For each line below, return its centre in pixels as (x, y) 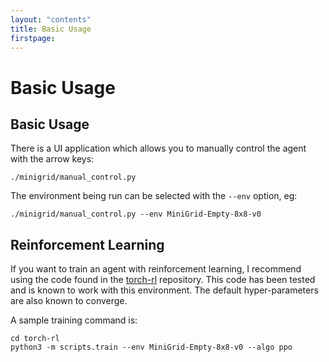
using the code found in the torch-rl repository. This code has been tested (163, 280)
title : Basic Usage (51, 29)
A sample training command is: (74, 320)
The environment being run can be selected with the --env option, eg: (154, 196)
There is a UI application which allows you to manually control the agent (158, 148)
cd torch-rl (35, 339)
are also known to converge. (69, 301)
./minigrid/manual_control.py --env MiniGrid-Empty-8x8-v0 (136, 214)
